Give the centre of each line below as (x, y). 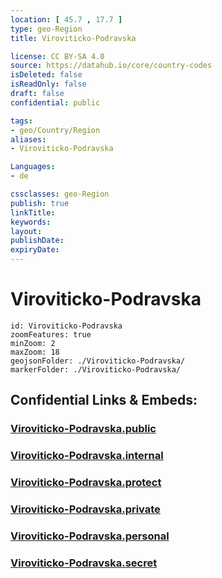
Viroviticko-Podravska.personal (90, 536)
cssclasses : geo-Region (60, 194)
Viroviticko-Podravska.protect (86, 483)
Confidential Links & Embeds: (104, 400)
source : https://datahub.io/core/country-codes (111, 66)
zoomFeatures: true (51, 334)
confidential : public (55, 102)
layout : (26, 231)
